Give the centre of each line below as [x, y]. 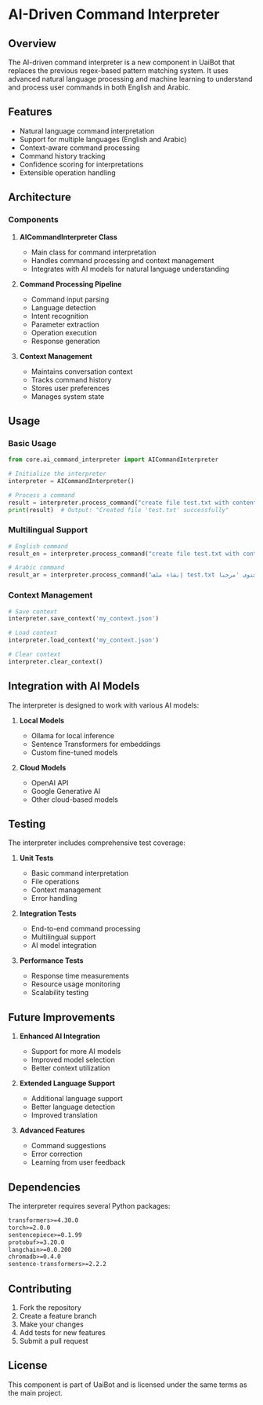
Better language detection [73, 1107]
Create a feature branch [58, 1315]
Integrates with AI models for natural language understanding [130, 269]
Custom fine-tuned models [74, 752]
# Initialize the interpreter [58, 474]
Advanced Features [52, 1131]
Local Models [42, 720]
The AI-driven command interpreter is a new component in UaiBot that [122, 62]
